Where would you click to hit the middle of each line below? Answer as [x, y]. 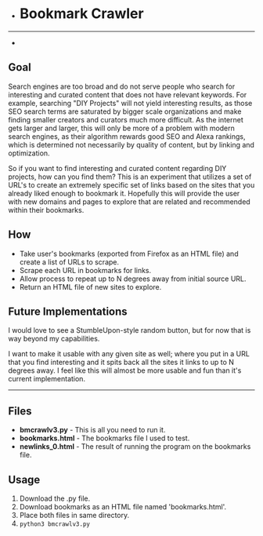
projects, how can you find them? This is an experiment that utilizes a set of [130, 177]
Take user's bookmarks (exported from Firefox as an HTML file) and [129, 253]
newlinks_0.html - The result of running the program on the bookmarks [135, 447]
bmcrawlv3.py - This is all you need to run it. [92, 430]
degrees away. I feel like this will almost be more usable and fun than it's [125, 370]
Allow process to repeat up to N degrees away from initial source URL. [133, 279]
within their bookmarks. [46, 210]
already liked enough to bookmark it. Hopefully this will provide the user [124, 193]
